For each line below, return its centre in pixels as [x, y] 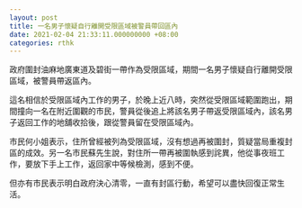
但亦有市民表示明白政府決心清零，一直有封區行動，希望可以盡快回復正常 [143, 183]
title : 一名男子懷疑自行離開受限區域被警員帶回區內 [93, 26]
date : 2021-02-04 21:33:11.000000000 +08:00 [94, 34]
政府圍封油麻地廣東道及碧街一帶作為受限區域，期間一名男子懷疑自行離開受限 [151, 69]
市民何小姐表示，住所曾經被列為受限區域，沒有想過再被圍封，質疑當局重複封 [151, 141]
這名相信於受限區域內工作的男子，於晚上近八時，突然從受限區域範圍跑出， [147, 100]
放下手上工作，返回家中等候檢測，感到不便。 [115, 164]
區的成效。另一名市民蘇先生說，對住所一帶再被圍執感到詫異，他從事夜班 [143, 153]
